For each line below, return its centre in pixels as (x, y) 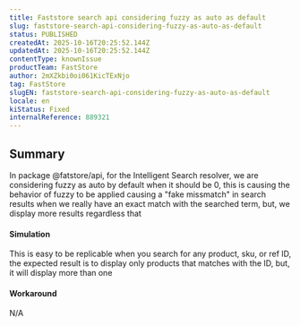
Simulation (30, 234)
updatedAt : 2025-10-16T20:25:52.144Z (80, 51)
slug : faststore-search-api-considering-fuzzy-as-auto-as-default (136, 26)
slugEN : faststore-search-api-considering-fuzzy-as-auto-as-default (140, 92)
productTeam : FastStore (54, 68)
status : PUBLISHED (43, 34)
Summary (37, 154)
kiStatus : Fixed (39, 109)
